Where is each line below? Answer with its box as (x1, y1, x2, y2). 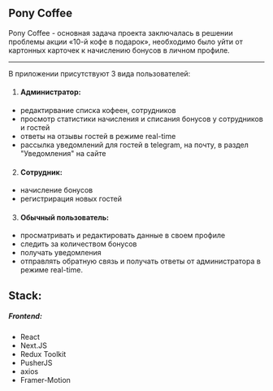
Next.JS (19, 341, 47, 350)
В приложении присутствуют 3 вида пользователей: (8, 68, 191, 78)
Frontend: (8, 311, 43, 321)
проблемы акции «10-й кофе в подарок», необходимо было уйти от (8, 37, 244, 46)
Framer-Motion (19, 375, 71, 384)
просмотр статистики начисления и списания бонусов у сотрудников (19, 114, 264, 124)
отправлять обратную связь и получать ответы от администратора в (19, 256, 262, 267)
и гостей (19, 123, 50, 133)
